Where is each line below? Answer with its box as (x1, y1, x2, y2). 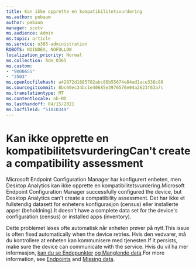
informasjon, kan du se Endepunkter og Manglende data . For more (6, 249, 165, 256)
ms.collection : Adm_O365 (6, 57, 67, 63)
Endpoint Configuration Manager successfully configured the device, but (6, 188, 182, 195)
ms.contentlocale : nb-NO (6, 95, 67, 101)
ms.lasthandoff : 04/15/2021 (6, 101, 75, 107)
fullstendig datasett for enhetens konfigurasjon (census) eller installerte (6, 201, 178, 208)
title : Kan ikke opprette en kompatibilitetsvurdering (6, 8, 143, 15)
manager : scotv (6, 25, 43, 31)
